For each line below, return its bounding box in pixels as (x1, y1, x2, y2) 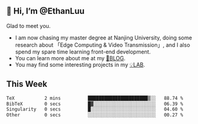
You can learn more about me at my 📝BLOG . (15, 54, 126, 61)
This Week (6, 79, 47, 89)
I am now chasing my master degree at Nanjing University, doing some (15, 34, 193, 41)
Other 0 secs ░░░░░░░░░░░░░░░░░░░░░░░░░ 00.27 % (6, 112, 183, 119)
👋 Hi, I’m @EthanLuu (6, 6, 85, 16)
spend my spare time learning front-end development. (15, 48, 151, 55)
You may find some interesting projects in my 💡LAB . (15, 61, 146, 68)
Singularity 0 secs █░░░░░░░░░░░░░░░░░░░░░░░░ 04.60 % (6, 106, 183, 112)
